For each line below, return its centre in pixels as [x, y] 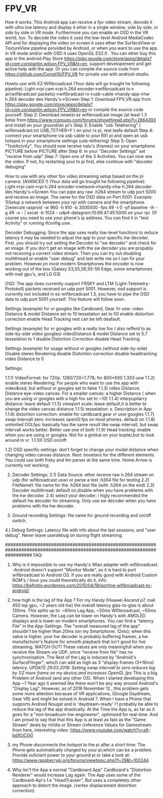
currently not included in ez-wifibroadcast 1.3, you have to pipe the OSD [77, 294]
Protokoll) [15, 289]
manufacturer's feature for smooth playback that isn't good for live [79, 641]
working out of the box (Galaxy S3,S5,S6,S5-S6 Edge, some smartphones [79, 269]
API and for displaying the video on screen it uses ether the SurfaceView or [80, 43]
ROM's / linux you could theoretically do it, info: [60, 580]
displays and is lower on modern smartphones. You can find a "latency [83, 621]
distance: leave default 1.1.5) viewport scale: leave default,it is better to [76, 404]
